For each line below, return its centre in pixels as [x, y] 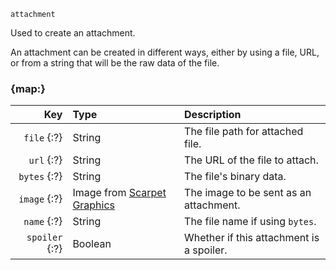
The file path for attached [244, 132]
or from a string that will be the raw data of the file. [115, 63]
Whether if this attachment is [252, 238]
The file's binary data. [235, 177]
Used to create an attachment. [73, 33]
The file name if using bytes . [250, 222]
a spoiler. [206, 250]
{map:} [28, 88]
